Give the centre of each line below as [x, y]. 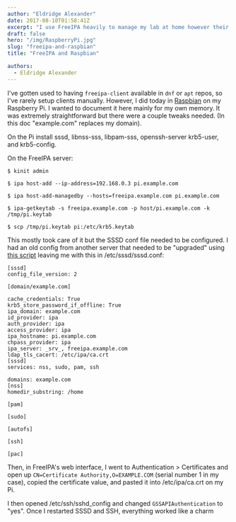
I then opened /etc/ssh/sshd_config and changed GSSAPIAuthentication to [115, 503]
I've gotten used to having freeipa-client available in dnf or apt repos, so [115, 93]
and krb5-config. [32, 144]
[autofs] [20, 429]
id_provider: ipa [33, 317]
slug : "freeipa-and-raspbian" [52, 47]
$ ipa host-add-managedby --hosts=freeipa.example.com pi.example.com [113, 195]
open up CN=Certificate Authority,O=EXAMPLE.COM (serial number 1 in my [113, 475]
